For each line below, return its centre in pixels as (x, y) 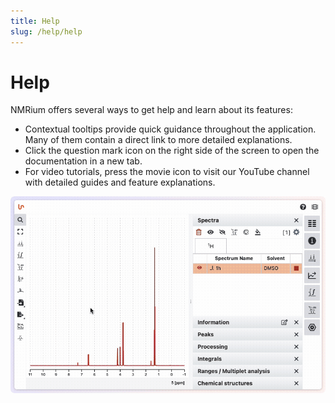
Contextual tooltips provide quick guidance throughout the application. (170, 129)
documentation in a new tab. (83, 161)
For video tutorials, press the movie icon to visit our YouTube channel (167, 172)
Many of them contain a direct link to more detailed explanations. (158, 140)
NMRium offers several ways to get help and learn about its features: (151, 110)
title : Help (35, 21)
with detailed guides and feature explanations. (120, 182)
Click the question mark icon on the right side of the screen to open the (172, 151)
